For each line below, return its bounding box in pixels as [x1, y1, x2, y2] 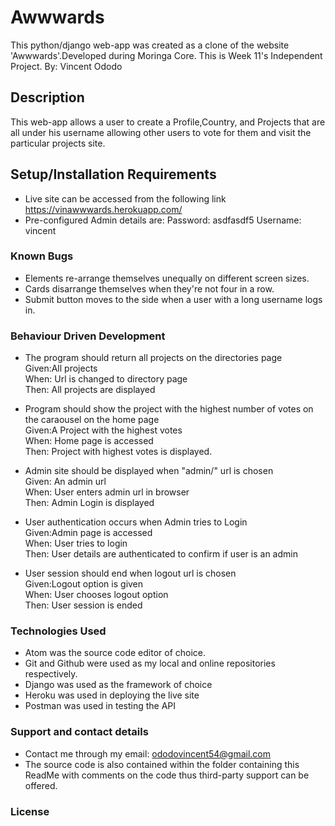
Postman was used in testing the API [24, 700, 177, 712]
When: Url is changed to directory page [24, 373, 188, 385]
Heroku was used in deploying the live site [24, 689, 200, 701]
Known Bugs [10, 249, 74, 263]
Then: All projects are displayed [24, 384, 156, 396]
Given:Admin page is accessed [24, 527, 153, 539]
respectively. [24, 668, 78, 680]
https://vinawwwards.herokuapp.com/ [24, 203, 183, 215]
